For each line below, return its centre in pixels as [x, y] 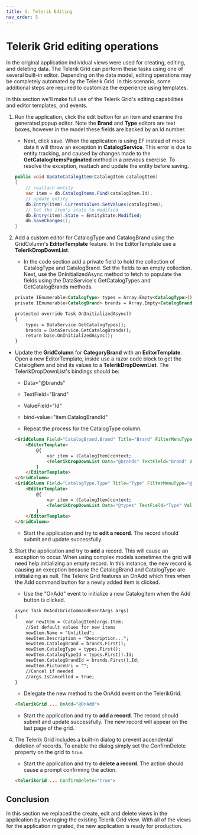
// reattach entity [50, 188]
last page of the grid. [49, 728]
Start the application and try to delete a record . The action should [103, 763]
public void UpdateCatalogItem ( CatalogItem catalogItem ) [86, 177]
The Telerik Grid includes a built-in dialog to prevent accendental [94, 740]
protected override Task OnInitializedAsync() [73, 314]
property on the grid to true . [49, 752]
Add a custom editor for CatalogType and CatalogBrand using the [94, 238]
